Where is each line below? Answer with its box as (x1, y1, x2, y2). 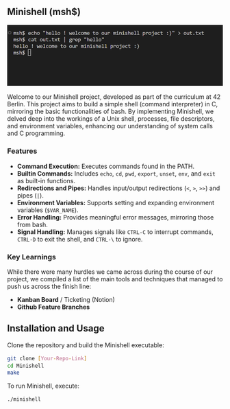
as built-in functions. (16, 176, 75, 185)
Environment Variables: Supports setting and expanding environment (16, 198, 214, 207)
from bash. (16, 220, 48, 229)
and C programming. (7, 129, 66, 137)
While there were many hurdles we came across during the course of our (7, 268, 214, 276)
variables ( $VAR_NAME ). (16, 206, 79, 214)
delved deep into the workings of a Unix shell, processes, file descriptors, (7, 115, 215, 123)
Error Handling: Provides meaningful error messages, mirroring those (16, 213, 214, 221)
